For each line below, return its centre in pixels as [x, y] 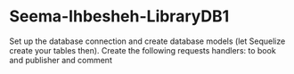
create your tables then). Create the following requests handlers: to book [143, 50]
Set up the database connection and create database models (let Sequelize [147, 41]
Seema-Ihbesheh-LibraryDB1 [119, 16]
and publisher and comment [61, 60]
